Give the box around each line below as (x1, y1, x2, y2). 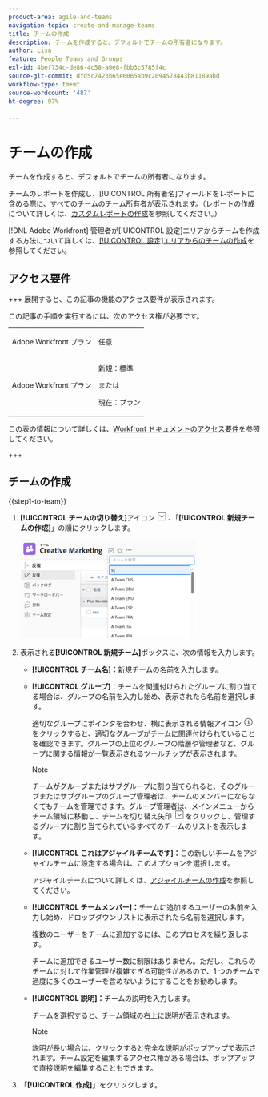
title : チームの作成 (8, 30, 70, 38)
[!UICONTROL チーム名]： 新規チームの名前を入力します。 (31, 665, 222, 674)
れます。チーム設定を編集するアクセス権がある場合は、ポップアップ (31, 1053, 256, 1063)
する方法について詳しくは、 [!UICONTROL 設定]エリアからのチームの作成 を (8, 236, 254, 246)
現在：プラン (98, 397, 141, 407)
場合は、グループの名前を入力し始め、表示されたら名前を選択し (38, 692, 250, 701)
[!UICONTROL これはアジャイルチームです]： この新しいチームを (31, 849, 244, 858)
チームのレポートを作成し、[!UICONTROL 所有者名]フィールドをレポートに (8, 189, 254, 199)
